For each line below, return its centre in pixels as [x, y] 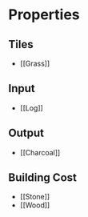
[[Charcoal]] [40, 152]
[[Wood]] [35, 205]
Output [26, 133]
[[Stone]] [35, 197]
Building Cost [43, 178]
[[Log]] [32, 108]
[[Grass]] [35, 63]
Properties [44, 15]
